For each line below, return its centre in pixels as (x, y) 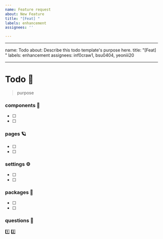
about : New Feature (25, 14)
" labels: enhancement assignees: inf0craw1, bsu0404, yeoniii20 (70, 55)
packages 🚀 (19, 192)
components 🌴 (23, 105)
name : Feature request (28, 9)
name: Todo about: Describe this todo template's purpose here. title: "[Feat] (81, 50)
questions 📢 (19, 221)
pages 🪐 (16, 134)
